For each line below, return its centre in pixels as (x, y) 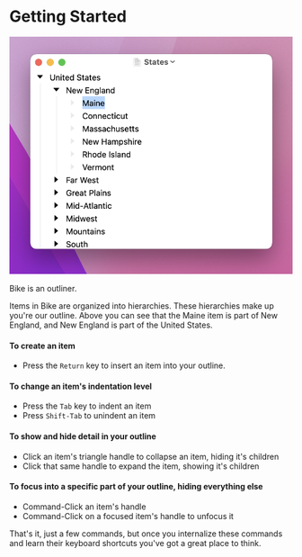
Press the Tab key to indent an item (87, 406)
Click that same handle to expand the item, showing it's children (141, 466)
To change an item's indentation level (81, 386)
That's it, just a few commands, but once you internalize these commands (146, 534)
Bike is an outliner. (43, 288)
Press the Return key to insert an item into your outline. (124, 365)
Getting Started (68, 17)
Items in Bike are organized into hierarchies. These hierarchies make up (142, 306)
